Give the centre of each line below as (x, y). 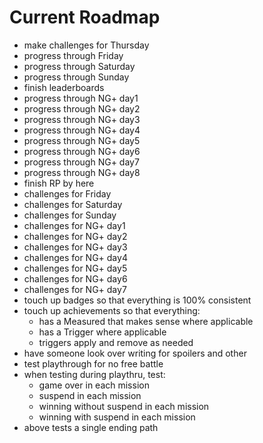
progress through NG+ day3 (82, 119)
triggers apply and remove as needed (116, 342)
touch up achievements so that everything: (112, 310)
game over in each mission (94, 385)
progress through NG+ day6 (82, 151)
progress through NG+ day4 (82, 130)
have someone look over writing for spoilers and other (135, 353)
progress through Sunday (76, 77)
